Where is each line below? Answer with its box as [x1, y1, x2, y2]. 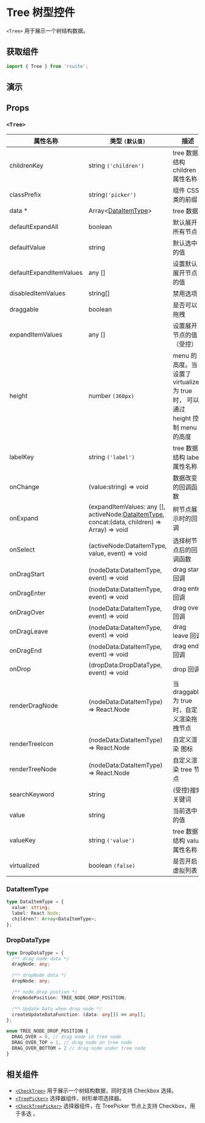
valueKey [9, 836, 36, 845]
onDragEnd [9, 646, 42, 655]
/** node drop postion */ [12, 989, 78, 995]
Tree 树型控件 [6, 6, 75, 20]
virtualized [9, 861, 40, 870]
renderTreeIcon [9, 739, 54, 748]
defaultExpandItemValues [9, 268, 83, 277]
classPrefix [9, 190, 41, 199]
